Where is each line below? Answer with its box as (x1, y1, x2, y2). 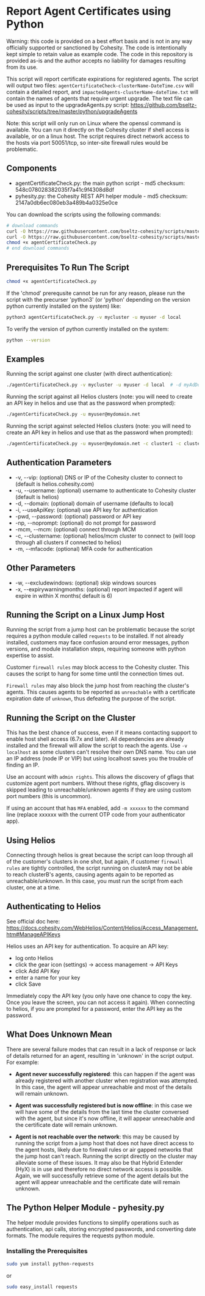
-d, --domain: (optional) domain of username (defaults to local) (15, 500, 174, 507)
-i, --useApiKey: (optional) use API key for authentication (15, 506, 158, 514)
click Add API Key (15, 967, 60, 975)
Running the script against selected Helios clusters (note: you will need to (6, 423, 191, 430)
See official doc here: (6, 917, 60, 925)
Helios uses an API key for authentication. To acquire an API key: (6, 942, 169, 950)
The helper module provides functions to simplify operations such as (6, 1218, 179, 1226)
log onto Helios (15, 954, 54, 961)
